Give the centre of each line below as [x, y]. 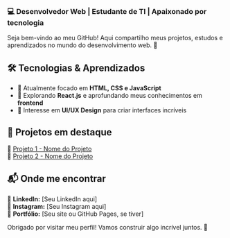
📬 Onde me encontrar [56, 179]
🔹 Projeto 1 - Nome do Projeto [50, 148]
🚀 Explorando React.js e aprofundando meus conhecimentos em [110, 96]
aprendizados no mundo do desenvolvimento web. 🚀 [82, 45]
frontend [30, 103]
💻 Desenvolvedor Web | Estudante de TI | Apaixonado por [107, 11]
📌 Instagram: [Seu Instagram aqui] [57, 206]
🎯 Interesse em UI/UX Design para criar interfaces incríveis [102, 110]
